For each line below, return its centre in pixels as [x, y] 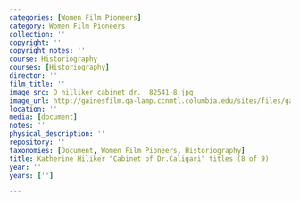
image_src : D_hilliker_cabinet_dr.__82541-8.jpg [101, 92]
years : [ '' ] [31, 175]
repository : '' [37, 142]
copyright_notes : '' [48, 51]
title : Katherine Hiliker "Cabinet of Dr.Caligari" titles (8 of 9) [139, 159]
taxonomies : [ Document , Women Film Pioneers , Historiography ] [127, 150]
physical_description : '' [57, 134]
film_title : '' [37, 84]
